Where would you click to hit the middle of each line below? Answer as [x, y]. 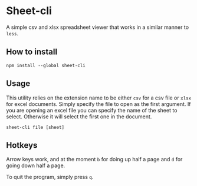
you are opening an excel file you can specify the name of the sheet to [92, 110]
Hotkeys [22, 145]
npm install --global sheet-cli [46, 65]
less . [12, 33]
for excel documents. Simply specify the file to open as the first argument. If [98, 104]
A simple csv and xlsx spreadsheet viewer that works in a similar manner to [98, 27]
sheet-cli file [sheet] [35, 127]
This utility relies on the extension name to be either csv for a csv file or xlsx [99, 98]
